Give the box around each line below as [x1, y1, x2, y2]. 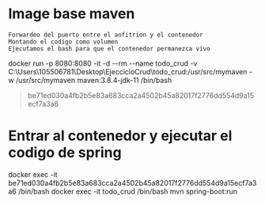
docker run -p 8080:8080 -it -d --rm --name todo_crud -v [8, 59, 198, 68]
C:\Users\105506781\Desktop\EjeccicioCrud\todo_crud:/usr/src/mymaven [8, 66, 248, 76]
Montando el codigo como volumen [8, 37, 119, 46]
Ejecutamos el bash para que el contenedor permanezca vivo [8, 44, 211, 52]
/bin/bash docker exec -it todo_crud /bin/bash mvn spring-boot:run [18, 187, 238, 196]
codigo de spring [8, 144, 122, 162]
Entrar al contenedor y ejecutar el [8, 127, 233, 145]
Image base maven [8, 5, 135, 23]
